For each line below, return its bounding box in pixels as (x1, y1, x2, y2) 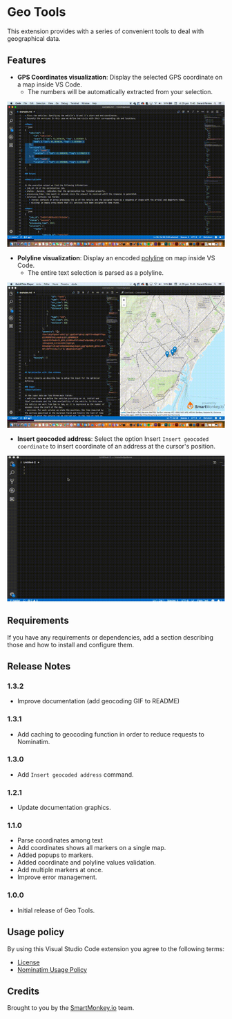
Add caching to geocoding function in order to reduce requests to (17, 730, 205, 738)
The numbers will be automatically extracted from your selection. (27, 87, 213, 96)
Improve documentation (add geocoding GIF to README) (17, 697, 180, 705)
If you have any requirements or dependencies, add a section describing (7, 633, 214, 641)
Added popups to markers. (17, 851, 94, 859)
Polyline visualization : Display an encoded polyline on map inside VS (17, 253, 215, 262)
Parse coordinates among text (17, 836, 104, 845)
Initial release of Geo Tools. (17, 906, 95, 914)
